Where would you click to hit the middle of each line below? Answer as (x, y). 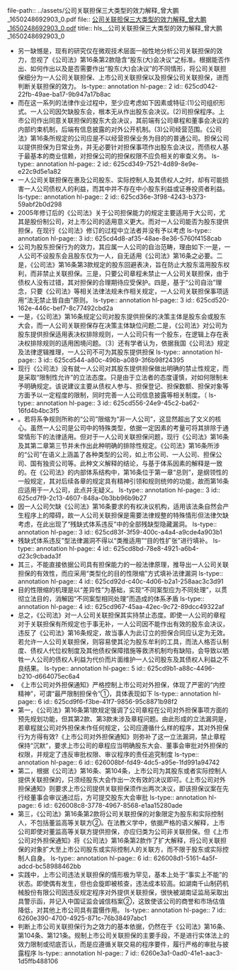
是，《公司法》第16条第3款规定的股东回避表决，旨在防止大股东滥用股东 (120, 264)
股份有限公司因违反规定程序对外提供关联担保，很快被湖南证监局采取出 (126, 892)
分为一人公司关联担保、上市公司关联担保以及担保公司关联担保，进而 (129, 77)
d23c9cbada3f (39, 556)
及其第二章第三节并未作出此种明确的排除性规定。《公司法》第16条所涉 (119, 445)
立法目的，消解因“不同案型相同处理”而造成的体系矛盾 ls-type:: (114, 599)
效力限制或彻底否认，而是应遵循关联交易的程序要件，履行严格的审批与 (120, 944)
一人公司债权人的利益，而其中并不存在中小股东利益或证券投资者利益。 (126, 189)
